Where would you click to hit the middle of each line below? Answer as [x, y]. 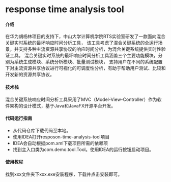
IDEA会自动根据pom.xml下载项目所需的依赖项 [60, 143]
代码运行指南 [19, 118]
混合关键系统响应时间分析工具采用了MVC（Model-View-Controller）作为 [81, 99]
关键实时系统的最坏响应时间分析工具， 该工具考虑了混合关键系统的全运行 [82, 43]
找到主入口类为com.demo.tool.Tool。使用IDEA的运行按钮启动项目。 [83, 149]
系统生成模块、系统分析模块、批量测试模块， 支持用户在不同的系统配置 [88, 62]
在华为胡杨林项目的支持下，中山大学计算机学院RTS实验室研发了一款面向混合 [85, 37]
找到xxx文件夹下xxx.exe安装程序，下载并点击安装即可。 [64, 174]
